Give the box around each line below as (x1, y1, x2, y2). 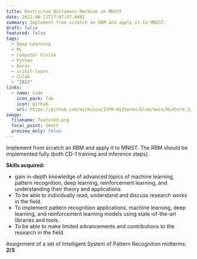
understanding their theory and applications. (14, 185, 123, 192)
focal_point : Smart (11, 123, 59, 129)
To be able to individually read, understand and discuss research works (14, 191, 188, 199)
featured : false (6, 30, 46, 36)
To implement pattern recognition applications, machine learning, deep (14, 204, 186, 211)
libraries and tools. (14, 216, 60, 223)
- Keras (11, 63, 30, 69)
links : (6, 85, 22, 91)
